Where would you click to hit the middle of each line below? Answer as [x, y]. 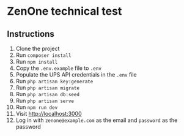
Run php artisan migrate [48, 88]
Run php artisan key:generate [54, 81]
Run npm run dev [37, 107]
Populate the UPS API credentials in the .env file [76, 74]
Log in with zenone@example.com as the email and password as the [97, 120]
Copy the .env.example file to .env [58, 68]
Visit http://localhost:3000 [49, 114]
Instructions [31, 34]
